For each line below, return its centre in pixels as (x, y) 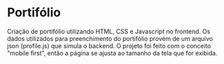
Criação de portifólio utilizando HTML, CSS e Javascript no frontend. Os (109, 31)
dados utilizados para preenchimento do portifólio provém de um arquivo (110, 38)
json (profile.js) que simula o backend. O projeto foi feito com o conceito (109, 46)
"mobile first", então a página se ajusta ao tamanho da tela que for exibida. (112, 53)
